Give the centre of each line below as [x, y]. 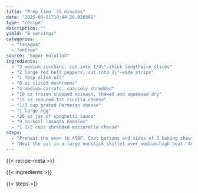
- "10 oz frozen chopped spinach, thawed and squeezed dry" [87, 94]
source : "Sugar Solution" [38, 56]
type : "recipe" [25, 22]
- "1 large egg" [31, 111]
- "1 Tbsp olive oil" [38, 78]
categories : [21, 39]
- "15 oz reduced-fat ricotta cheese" [59, 99]
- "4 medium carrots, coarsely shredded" [63, 89]
